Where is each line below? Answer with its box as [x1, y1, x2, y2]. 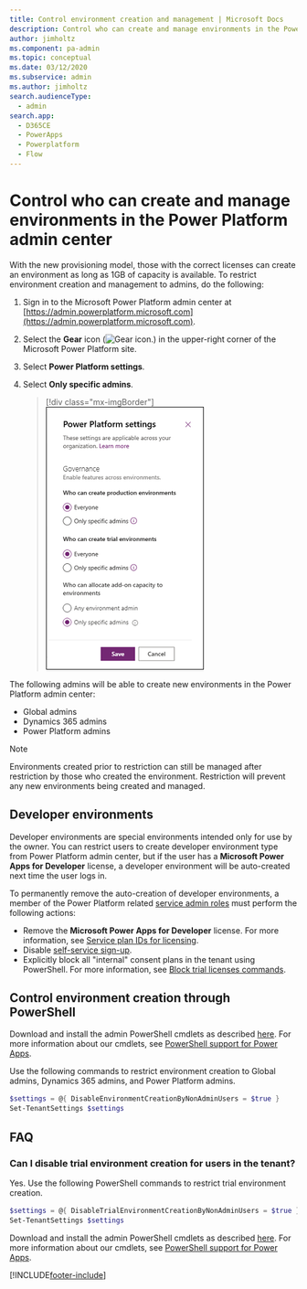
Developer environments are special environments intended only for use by [9, 831, 292, 842]
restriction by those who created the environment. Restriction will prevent [9, 771, 286, 782]
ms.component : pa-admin [9, 44, 101, 53]
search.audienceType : [9, 91, 92, 101]
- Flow [17, 150, 43, 159]
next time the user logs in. [9, 869, 108, 881]
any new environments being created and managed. [9, 780, 206, 791]
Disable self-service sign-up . [22, 944, 132, 955]
